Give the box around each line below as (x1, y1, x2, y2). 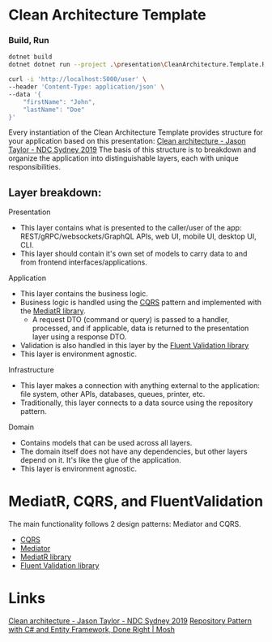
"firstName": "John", (23, 97, 96, 106)
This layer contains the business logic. (19, 289, 148, 299)
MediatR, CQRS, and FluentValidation (8, 493, 264, 511)
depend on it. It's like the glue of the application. (19, 455, 182, 465)
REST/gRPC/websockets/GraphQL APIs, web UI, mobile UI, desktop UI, (19, 231, 257, 241)
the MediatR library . (19, 306, 87, 316)
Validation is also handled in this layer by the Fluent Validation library (19, 341, 249, 351)
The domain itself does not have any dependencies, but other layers (19, 446, 248, 456)
